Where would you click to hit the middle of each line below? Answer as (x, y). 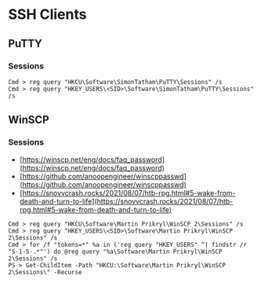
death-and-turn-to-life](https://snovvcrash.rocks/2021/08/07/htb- (126, 201)
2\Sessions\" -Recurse (45, 272)
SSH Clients (47, 15)
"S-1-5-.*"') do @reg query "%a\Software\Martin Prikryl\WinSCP (115, 252)
